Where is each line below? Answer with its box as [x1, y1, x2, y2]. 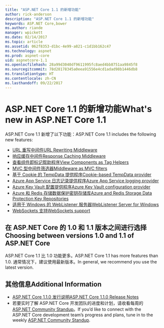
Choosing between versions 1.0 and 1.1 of [5, 231, 134, 240]
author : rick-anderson [5, 12, 52, 17]
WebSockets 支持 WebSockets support [12, 208, 91, 214]
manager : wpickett [5, 30, 43, 35]
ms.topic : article [5, 39, 43, 44]
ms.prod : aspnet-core [5, 53, 50, 58]
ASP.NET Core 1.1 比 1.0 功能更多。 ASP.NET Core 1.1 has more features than [5, 253, 159, 259]
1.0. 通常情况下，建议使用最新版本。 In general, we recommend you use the [5, 259, 157, 265]
